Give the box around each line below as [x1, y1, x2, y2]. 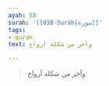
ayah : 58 [8, 11, 37, 20]
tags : [8, 26, 26, 34]
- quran [8, 33, 33, 41]
